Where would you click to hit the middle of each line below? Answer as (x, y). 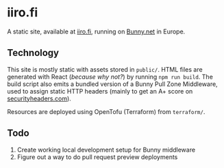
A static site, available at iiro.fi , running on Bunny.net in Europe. (96, 31)
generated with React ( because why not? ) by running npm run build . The (110, 76)
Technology (33, 53)
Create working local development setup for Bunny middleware (106, 150)
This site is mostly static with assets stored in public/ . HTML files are (105, 69)
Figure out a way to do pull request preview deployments (97, 157)
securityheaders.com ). (39, 98)
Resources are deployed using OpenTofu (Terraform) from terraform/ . (106, 111)
